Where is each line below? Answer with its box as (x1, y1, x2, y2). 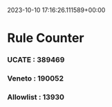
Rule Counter (7, 31, 84, 46)
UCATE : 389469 (7, 55, 65, 65)
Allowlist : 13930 (7, 92, 64, 101)
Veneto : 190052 (7, 74, 64, 83)
